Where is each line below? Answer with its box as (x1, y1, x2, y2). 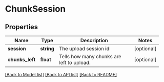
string (40, 45, 55, 52)
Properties (5, 23, 38, 31)
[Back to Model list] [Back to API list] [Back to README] (5, 72, 117, 77)
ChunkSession (5, 3, 66, 15)
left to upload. (59, 59, 91, 66)
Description (80, 37, 108, 44)
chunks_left (7, 56, 36, 63)
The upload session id (59, 45, 110, 52)
